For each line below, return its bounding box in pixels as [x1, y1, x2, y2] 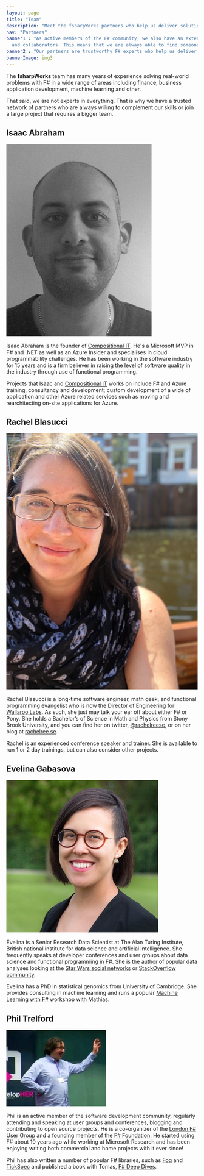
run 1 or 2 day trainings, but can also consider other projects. [6, 746, 159, 753]
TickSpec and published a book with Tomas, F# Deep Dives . [6, 1163, 157, 1171]
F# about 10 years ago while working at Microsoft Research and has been [6, 1138, 190, 1146]
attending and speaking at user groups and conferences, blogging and [6, 1119, 183, 1126]
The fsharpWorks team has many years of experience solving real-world [6, 72, 189, 79]
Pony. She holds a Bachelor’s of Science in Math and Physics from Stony [6, 715, 188, 722]
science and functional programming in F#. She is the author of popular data [6, 958, 198, 966]
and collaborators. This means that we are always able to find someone [12, 42, 200, 48]
